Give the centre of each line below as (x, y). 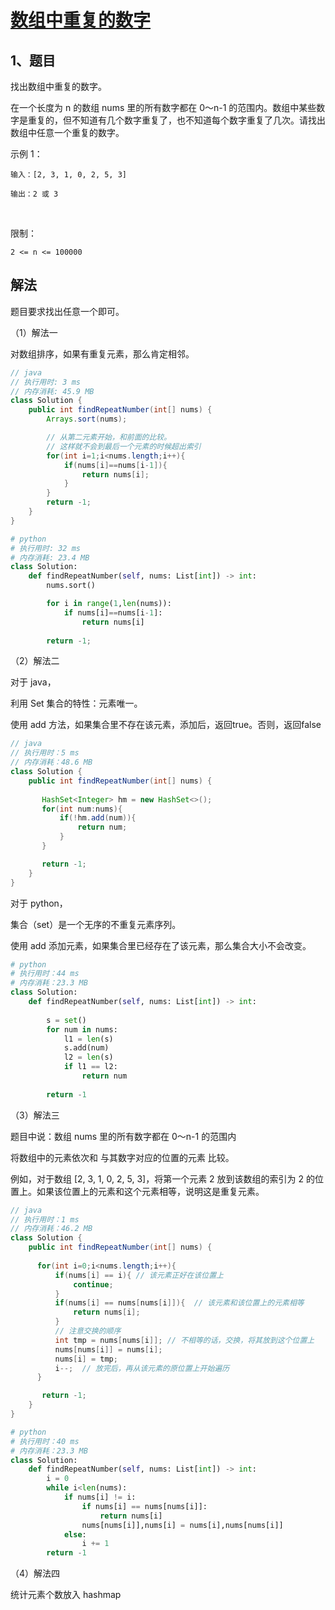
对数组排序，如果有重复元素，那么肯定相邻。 (102, 353)
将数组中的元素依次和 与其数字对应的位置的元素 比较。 (122, 1157)
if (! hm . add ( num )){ (98, 818)
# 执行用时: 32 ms (45, 548)
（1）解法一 (34, 332)
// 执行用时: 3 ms (45, 382)
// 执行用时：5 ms (45, 753)
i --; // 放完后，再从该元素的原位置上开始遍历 (142, 1368)
